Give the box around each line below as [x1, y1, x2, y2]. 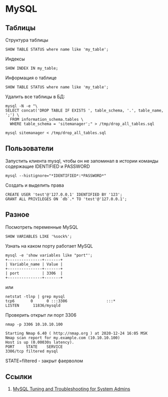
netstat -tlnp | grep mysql [5, 294, 66, 299]
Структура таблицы [5, 37, 49, 43]
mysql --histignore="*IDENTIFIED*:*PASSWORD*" [5, 173, 107, 178]
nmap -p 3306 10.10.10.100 [5, 322, 63, 327]
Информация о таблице [5, 75, 57, 81]
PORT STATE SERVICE [5, 344, 63, 349]
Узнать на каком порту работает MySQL [5, 242, 93, 249]
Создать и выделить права [5, 182, 64, 188]
